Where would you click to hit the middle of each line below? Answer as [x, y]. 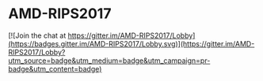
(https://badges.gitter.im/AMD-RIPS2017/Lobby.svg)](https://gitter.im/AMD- [131, 43]
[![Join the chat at [37, 35]
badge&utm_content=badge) [55, 68]
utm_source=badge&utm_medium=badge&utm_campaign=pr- [109, 61]
